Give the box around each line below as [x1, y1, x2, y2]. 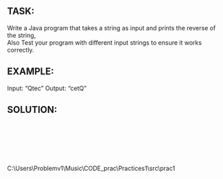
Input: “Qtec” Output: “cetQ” [7, 84, 87, 92]
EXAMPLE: [7, 65, 54, 78]
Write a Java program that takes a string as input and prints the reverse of [7, 23, 216, 32]
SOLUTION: [7, 104, 58, 116]
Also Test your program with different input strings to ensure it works [7, 38, 202, 47]
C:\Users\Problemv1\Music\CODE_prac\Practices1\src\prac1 [7, 165, 176, 173]
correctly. [7, 45, 34, 54]
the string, [7, 31, 36, 39]
